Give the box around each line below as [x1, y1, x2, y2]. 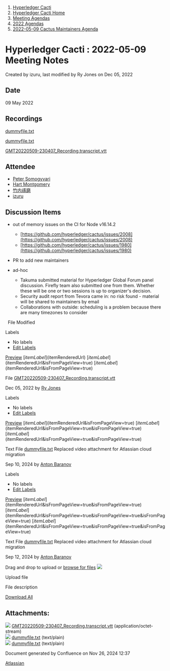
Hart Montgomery [12, 181, 50, 187]
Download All [5, 594, 33, 600]
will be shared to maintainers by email [20, 299, 99, 305]
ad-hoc [12, 267, 28, 273]
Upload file [5, 574, 28, 580]
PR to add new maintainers [12, 257, 69, 264]
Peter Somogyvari [12, 176, 51, 182]
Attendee [5, 162, 36, 171]
